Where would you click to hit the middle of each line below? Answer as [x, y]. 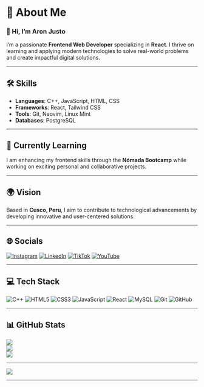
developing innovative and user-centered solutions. [71, 216]
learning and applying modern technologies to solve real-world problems [98, 51]
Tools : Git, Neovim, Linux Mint [53, 114]
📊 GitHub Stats [36, 325]
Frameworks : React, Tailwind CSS [58, 108]
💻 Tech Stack [33, 282]
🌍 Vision [24, 192]
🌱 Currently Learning [46, 145]
